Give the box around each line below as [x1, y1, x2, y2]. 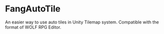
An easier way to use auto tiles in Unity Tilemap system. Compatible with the [5, 19, 159, 25]
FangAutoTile [5, 3, 61, 14]
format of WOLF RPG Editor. [5, 24, 61, 30]
